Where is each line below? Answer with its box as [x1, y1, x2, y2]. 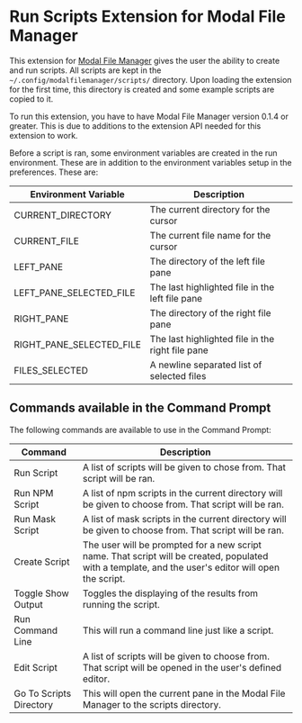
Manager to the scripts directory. [82, 698, 222, 710]
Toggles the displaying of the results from [82, 587, 259, 600]
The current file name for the [149, 229, 271, 241]
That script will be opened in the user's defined [82, 661, 282, 673]
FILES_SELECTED [13, 364, 88, 376]
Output [13, 598, 43, 610]
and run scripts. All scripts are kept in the [9, 65, 162, 76]
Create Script [13, 556, 70, 568]
